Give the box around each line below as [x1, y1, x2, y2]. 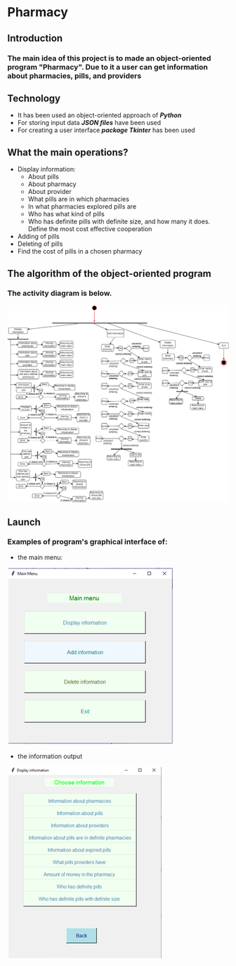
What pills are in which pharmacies [27, 195, 130, 204]
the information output [17, 752, 83, 760]
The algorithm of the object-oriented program [7, 268, 212, 280]
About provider [27, 188, 72, 196]
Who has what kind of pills [27, 210, 105, 218]
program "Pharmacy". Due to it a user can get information [7, 62, 209, 72]
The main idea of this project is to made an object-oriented [7, 53, 211, 63]
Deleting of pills [17, 240, 63, 248]
